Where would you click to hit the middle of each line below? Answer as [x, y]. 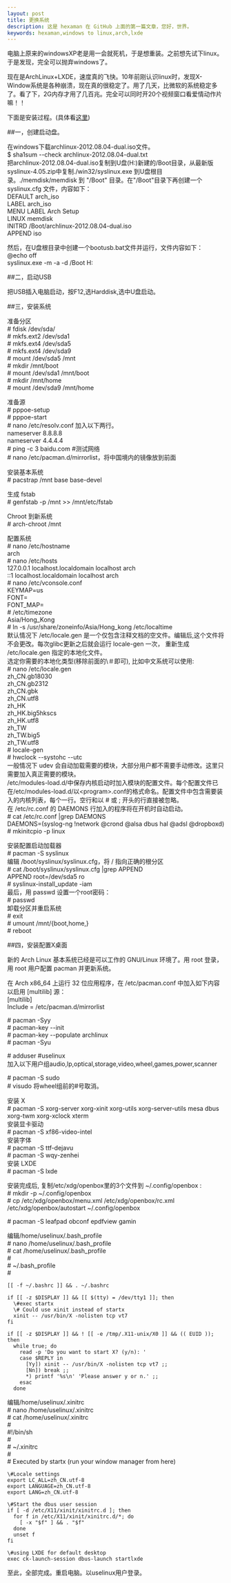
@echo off [22, 255]
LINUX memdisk [30, 219]
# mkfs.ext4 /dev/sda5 [39, 344]
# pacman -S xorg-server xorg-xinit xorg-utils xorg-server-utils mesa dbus [113, 1109]
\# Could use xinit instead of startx [69, 1310]
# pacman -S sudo [33, 1078]
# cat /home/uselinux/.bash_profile [57, 1251]
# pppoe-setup [29, 410]
